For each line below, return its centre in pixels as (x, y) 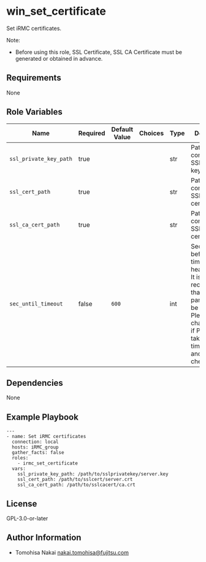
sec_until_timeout (36, 304)
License (22, 503)
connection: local (36, 442)
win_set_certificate (56, 11)
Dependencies (35, 383)
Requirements (34, 78)
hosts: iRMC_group (36, 447)
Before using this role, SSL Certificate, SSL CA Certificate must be (99, 52)
